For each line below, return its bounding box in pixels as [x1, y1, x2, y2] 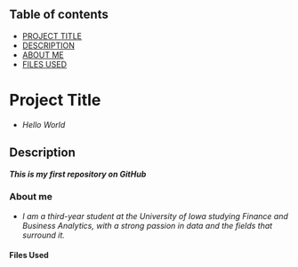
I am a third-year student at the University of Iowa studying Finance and [21, 210, 289, 221]
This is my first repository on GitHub [9, 169, 147, 179]
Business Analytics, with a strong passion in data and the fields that [21, 220, 273, 231]
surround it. [21, 230, 65, 240]
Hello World [21, 119, 66, 130]
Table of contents [9, 7, 109, 22]
